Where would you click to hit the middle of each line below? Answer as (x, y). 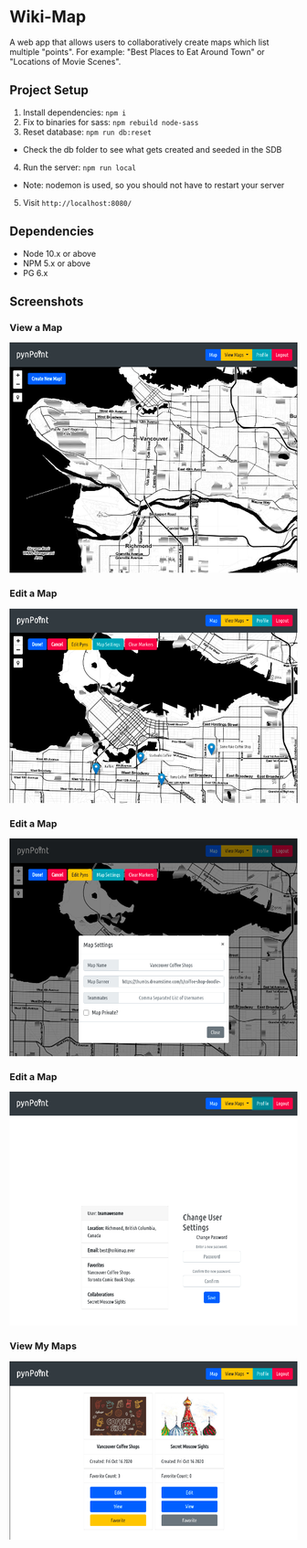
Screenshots (47, 301)
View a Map (36, 327)
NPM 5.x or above (57, 263)
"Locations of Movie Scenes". (65, 61)
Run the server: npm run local (79, 167)
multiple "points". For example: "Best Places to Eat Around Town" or (137, 51)
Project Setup (49, 90)
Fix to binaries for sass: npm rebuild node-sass (111, 122)
